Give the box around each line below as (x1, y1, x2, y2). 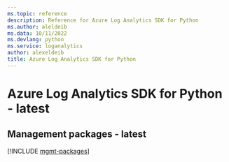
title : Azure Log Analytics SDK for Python (7, 56, 137, 63)
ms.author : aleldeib (7, 23, 68, 30)
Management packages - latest (7, 128, 147, 140)
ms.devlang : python (7, 36, 64, 43)
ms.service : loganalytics (7, 43, 83, 50)
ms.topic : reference (7, 10, 68, 17)
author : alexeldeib (7, 50, 64, 57)
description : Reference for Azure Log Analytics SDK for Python (7, 17, 199, 24)
